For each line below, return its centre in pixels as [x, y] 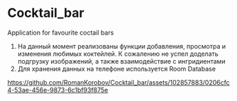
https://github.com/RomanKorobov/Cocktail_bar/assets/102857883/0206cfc [118, 82]
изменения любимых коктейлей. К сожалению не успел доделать [118, 54]
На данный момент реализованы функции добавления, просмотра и [121, 46]
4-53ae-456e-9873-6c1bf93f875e [58, 90]
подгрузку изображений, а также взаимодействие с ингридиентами [121, 61]
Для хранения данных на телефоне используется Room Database [117, 69]
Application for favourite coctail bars [61, 32]
